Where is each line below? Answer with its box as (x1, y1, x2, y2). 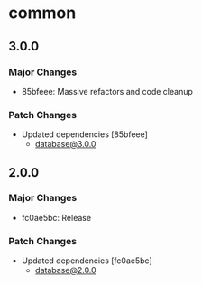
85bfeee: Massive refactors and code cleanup (21, 86, 193, 96)
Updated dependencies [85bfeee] (21, 129, 148, 140)
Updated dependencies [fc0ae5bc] (21, 255, 152, 266)
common (8, 3, 77, 23)
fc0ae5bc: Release (21, 212, 92, 223)
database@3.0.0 (34, 139, 96, 150)
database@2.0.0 (34, 265, 96, 276)
